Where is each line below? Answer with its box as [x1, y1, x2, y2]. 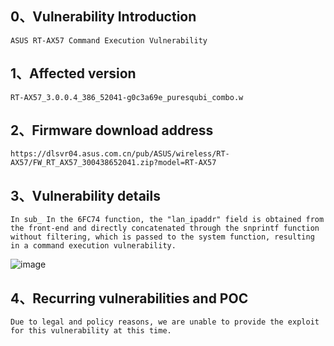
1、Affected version [10, 65, 137, 82]
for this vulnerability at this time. [10, 326, 172, 336]
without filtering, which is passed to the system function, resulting [10, 232, 315, 242]
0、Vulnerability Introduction [10, 8, 197, 26]
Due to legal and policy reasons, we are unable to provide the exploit [10, 317, 320, 327]
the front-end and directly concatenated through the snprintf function [10, 223, 320, 234]
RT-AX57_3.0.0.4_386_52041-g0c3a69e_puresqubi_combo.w [10, 92, 244, 102]
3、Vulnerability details [10, 187, 161, 204]
